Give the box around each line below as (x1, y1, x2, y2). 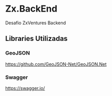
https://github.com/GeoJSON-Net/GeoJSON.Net (5, 61, 107, 67)
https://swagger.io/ (5, 85, 45, 91)
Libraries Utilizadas (5, 34, 68, 43)
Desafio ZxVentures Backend (5, 20, 66, 26)
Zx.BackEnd (5, 3, 57, 15)
